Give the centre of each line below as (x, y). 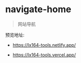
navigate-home (38, 9)
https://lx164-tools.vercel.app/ (44, 55)
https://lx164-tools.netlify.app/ (44, 45)
